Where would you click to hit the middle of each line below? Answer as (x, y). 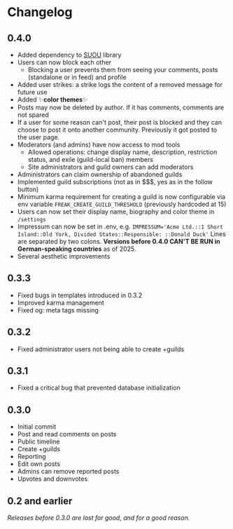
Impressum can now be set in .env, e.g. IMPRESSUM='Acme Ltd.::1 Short (120, 226)
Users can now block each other (64, 62)
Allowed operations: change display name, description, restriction (122, 152)
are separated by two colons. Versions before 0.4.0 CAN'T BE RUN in (119, 241)
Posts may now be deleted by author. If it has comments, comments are (121, 107)
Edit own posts (39, 464)
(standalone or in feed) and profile (77, 77)
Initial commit (37, 427)
